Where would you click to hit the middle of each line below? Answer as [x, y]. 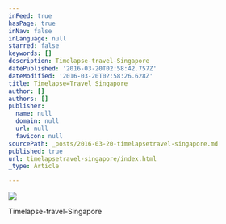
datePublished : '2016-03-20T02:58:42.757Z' [83, 69]
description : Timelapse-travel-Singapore [79, 61]
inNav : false [30, 31]
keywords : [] [30, 53]
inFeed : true [30, 16]
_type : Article [34, 167]
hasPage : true [32, 23]
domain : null [38, 121]
